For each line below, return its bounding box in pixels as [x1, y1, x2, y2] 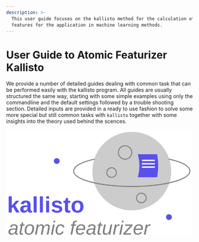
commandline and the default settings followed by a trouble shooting [6, 99, 174, 106]
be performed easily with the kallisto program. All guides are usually [6, 86, 172, 94]
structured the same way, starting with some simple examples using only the [6, 93, 193, 100]
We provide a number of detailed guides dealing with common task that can [6, 80, 191, 87]
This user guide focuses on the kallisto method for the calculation [11, 15, 187, 22]
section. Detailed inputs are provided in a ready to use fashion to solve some [6, 105, 193, 112]
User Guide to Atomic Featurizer [6, 48, 168, 61]
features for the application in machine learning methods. [11, 22, 163, 28]
